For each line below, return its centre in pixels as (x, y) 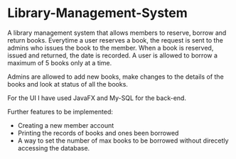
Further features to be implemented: (60, 111)
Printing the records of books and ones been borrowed (98, 133)
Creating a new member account (66, 125)
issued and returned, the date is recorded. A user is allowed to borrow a (113, 55)
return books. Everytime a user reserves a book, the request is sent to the (116, 40)
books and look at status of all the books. (68, 84)
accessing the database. (54, 148)
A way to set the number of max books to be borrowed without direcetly (123, 141)
